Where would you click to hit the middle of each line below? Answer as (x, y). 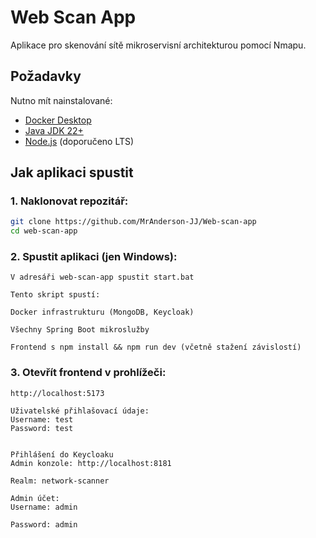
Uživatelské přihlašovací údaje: (80, 411)
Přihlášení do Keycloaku (62, 454)
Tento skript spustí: (55, 295)
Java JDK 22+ (54, 130)
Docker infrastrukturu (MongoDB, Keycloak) (102, 312)
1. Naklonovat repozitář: (69, 201)
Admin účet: (35, 498)
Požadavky (46, 76)
